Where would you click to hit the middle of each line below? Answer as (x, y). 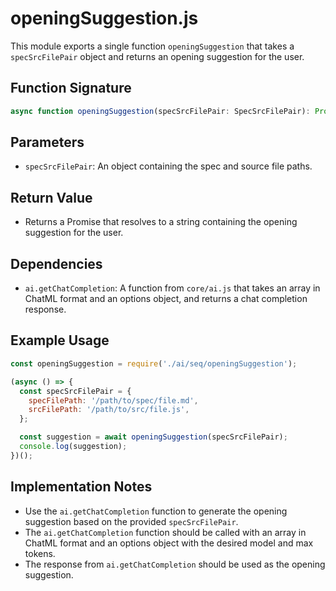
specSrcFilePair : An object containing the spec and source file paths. (168, 166)
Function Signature (71, 88)
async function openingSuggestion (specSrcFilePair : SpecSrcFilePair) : (160, 111)
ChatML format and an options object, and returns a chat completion (166, 299)
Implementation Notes (81, 487)
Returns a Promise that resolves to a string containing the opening (161, 222)
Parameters (47, 142)
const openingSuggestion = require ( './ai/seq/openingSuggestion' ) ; (154, 363)
